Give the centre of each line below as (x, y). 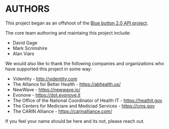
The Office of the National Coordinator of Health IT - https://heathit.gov (88, 100)
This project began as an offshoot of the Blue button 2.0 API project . (77, 23)
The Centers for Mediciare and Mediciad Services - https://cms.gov (84, 106)
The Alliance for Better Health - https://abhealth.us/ (67, 84)
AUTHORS (27, 9)
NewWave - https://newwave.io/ (46, 89)
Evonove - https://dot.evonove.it (46, 95)
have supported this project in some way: (49, 69)
